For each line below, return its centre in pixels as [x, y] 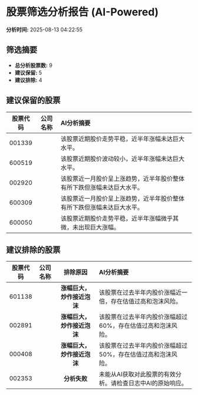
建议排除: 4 [28, 80]
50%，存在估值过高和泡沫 [136, 354]
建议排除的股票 [33, 250]
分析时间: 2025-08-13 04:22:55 [44, 29]
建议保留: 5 [28, 73]
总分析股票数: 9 [34, 65]
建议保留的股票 [33, 101]
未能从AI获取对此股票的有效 [137, 374]
